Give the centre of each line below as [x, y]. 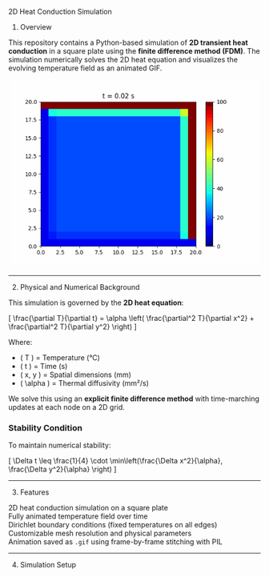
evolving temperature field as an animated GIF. [85, 68]
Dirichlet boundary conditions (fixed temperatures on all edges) [113, 525]
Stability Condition [45, 427]
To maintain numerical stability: [60, 445]
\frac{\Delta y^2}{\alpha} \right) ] [62, 469]
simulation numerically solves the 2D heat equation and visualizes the [123, 60]
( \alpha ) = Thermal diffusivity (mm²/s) [84, 383]
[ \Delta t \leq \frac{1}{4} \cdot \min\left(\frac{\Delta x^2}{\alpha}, [116, 461]
